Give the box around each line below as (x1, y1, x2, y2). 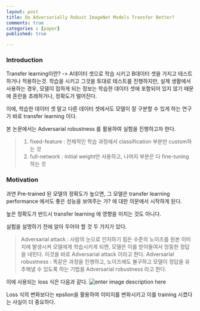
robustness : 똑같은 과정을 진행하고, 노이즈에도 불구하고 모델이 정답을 (20, 258, 184, 265)
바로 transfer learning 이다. (12, 113, 78, 120)
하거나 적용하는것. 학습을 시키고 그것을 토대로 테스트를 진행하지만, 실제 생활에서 (6, 78, 191, 85)
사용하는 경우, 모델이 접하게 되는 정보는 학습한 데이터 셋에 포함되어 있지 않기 (6, 85, 183, 93)
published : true (6, 31, 47, 37)
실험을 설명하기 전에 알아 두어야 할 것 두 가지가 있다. (6, 223, 127, 230)
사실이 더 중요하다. (12, 298, 56, 305)
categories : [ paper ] (6, 25, 60, 32)
